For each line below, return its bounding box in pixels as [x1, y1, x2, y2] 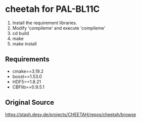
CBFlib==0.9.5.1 [12, 84, 45, 90]
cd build [12, 30, 29, 36]
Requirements [5, 55, 49, 64]
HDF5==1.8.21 [12, 79, 41, 84]
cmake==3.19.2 [12, 68, 44, 74]
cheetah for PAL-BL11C [5, 3, 100, 15]
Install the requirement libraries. [12, 20, 78, 26]
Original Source [5, 98, 54, 107]
